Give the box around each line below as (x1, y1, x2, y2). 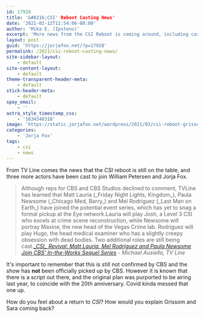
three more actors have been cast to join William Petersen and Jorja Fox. (6, 173, 188, 180)
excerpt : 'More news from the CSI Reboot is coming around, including (6, 31, 189, 38)
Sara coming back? (6, 304, 55, 312)
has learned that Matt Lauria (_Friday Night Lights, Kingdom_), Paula (21, 191, 192, 198)
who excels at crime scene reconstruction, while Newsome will (21, 216, 179, 224)
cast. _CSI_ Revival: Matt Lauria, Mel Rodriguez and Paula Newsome (21, 242, 191, 250)
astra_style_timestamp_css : (6, 110, 78, 116)
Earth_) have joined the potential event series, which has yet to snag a (21, 204, 196, 211)
